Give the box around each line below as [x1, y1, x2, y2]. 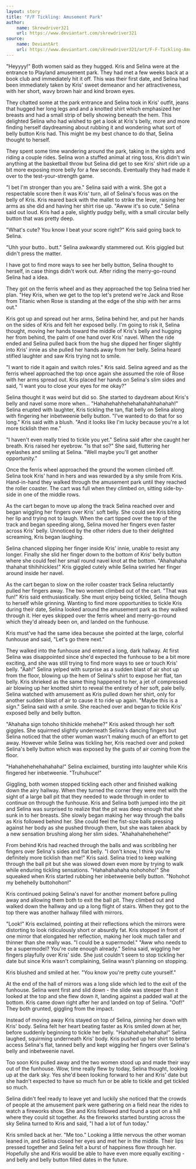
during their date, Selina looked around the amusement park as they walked [6, 606, 188, 613]
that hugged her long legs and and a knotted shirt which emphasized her [6, 105, 181, 112]
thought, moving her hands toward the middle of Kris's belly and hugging [6, 327, 182, 334]
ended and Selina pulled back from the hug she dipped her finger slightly [6, 340, 182, 347]
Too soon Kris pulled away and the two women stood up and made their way [6, 1058, 190, 1065]
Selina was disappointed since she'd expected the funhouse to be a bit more [6, 653, 190, 660]
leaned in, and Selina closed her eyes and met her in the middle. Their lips [6, 1137, 184, 1144]
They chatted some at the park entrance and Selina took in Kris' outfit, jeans [6, 99, 189, 106]
